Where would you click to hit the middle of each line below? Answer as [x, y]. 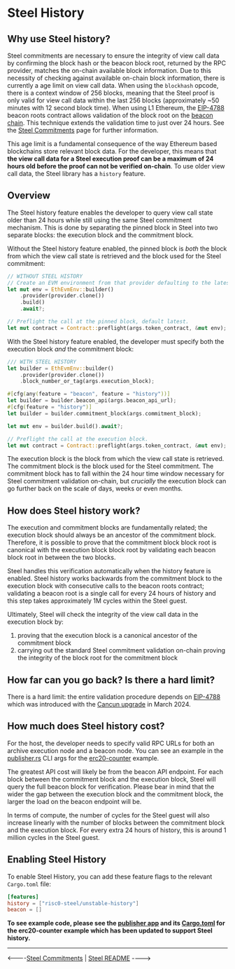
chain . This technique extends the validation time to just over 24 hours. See [116, 123]
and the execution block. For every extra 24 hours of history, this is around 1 [117, 830]
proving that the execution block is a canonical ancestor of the [107, 636]
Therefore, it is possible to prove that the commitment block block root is [112, 542]
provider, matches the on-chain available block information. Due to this [109, 71]
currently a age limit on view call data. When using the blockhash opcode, [113, 85]
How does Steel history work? [74, 510]
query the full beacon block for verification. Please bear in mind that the [111, 787]
